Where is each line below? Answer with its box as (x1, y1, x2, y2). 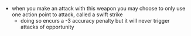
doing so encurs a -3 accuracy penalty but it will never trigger (20, 17, 170, 24)
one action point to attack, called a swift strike (11, 11, 123, 18)
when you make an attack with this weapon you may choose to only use (11, 5, 186, 12)
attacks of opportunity (20, 23, 74, 30)
